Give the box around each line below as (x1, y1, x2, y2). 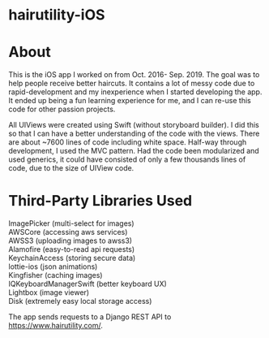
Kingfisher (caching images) (8, 271, 103, 280)
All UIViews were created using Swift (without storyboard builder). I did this (8, 120, 259, 130)
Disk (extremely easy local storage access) (8, 297, 152, 306)
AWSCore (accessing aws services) (8, 227, 128, 237)
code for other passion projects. (8, 104, 116, 115)
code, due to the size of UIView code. (8, 163, 134, 173)
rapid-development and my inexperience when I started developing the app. (8, 87, 263, 97)
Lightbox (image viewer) (8, 288, 90, 297)
